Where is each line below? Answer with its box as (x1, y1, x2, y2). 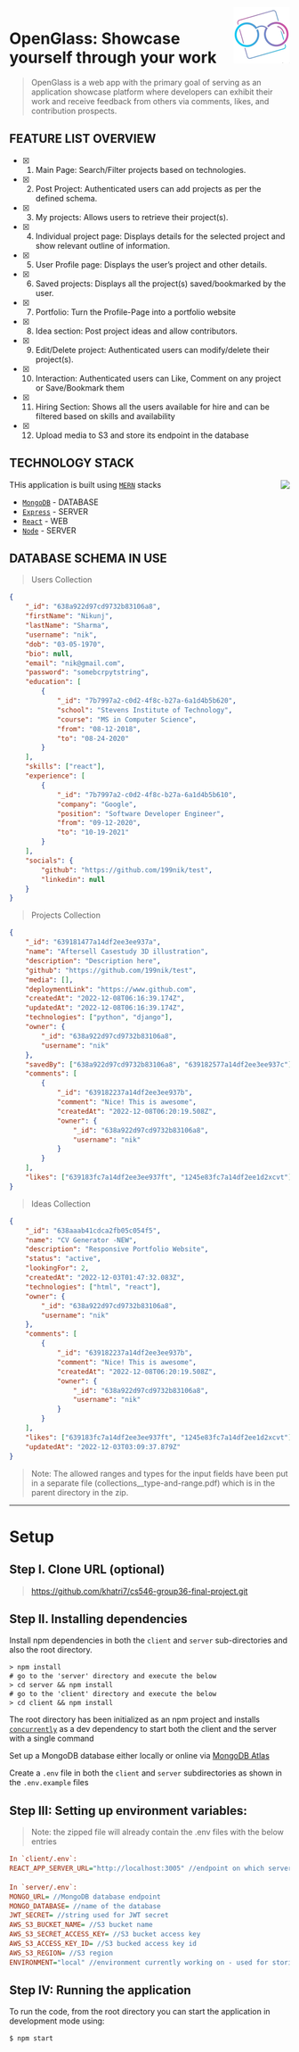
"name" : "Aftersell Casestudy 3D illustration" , (25, 947, 209, 956)
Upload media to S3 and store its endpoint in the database (35, 430, 249, 441)
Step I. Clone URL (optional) (9, 1562, 166, 1578)
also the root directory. (9, 1644, 93, 1655)
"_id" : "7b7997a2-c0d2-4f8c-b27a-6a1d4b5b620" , (56, 696, 238, 705)
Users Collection (30, 574, 93, 585)
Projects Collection (30, 910, 101, 920)
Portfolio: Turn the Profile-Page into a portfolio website (35, 306, 236, 317)
